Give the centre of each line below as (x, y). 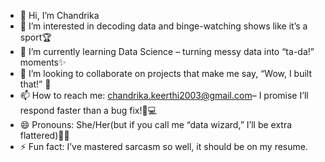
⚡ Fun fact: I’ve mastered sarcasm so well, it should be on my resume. (163, 146)
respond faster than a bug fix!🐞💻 (88, 110)
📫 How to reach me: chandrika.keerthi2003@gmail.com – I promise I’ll (164, 95)
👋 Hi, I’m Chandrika (59, 15)
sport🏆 (35, 37)
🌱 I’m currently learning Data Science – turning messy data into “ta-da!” (167, 51)
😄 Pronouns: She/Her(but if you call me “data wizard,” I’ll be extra (156, 124)
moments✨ (43, 62)
